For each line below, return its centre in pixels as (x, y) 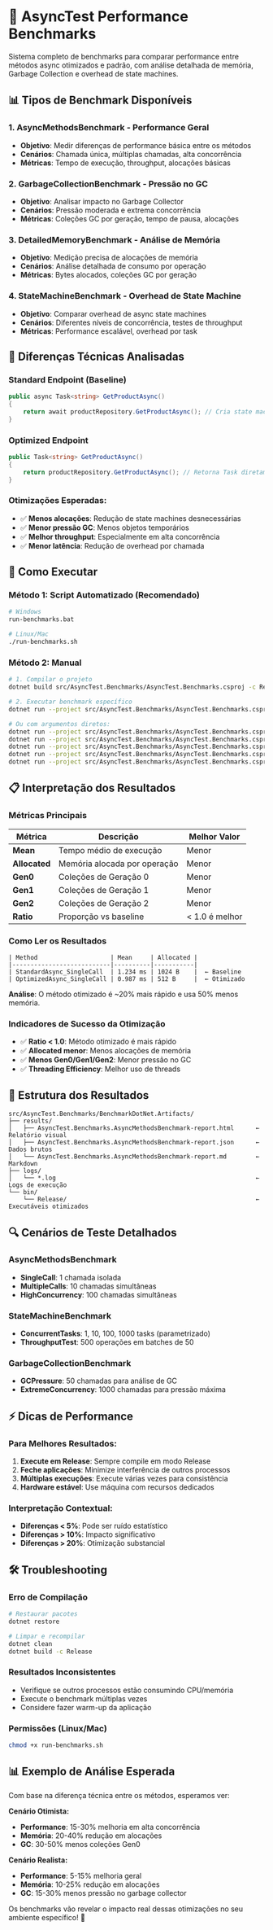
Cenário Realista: (38, 1860)
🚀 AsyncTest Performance (98, 17)
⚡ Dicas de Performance (71, 1416)
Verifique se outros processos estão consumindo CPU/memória (127, 1690)
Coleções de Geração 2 (104, 903)
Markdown (23, 1164)
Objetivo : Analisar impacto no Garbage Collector (102, 201)
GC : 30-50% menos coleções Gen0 (80, 1844)
